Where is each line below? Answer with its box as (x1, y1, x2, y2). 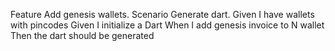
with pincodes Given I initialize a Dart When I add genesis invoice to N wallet (10, 19, 325, 31)
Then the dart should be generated (10, 30, 155, 41)
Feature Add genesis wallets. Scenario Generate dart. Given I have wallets (10, 9, 315, 20)
